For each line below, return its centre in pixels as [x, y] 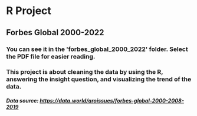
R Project [29, 11]
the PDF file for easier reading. [51, 56]
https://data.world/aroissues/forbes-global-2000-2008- [112, 101]
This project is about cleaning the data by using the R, [85, 72]
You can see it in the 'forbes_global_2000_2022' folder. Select [97, 49]
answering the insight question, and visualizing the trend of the [99, 79]
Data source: [22, 101]
